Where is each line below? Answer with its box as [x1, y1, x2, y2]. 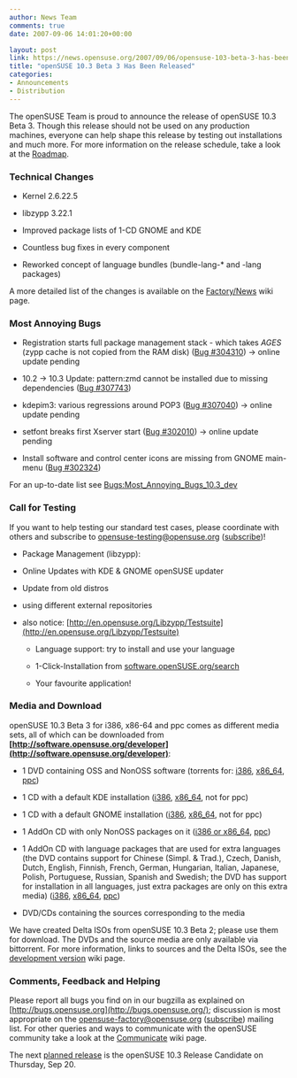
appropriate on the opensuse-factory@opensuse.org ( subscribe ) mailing [9, 1014, 274, 1025]
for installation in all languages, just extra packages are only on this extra [21, 881, 288, 891]
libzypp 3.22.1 [21, 207, 72, 218]
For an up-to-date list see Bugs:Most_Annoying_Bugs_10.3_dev [9, 480, 238, 490]
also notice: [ [21, 617, 70, 628]
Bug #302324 [47, 462, 99, 474]
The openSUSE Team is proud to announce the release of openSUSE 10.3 [9, 111, 277, 121]
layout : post [9, 45, 57, 54]
